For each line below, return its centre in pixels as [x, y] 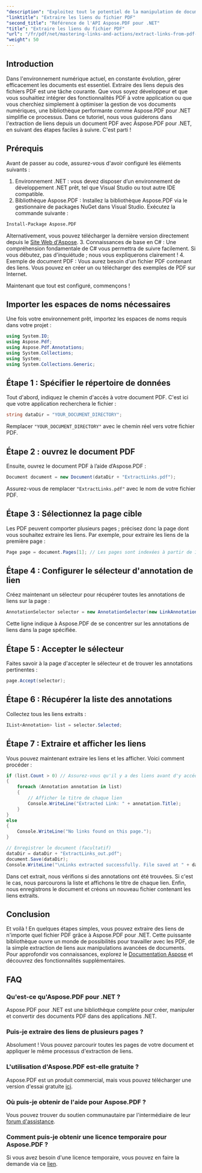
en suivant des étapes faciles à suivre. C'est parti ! [69, 129]
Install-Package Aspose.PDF [41, 224]
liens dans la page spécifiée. [41, 630]
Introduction [30, 64]
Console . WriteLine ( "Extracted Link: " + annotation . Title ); [105, 803]
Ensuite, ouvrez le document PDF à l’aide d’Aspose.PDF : [76, 466]
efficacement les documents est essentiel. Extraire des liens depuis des [95, 85]
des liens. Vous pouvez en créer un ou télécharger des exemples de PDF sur [101, 268]
